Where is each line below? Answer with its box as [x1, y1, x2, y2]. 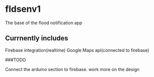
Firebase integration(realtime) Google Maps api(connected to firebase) [5, 47, 150, 53]
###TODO [5, 57, 26, 63]
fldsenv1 [5, 3, 41, 15]
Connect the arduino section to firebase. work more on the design [5, 66, 140, 72]
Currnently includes [5, 34, 68, 42]
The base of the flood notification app [5, 20, 83, 26]
